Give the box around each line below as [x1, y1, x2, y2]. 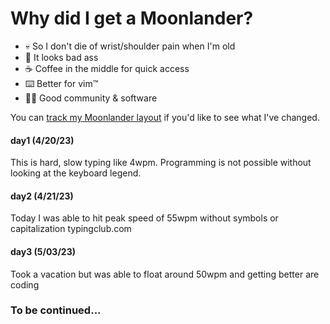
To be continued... [10, 303, 102, 317]
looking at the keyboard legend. [10, 167, 142, 179]
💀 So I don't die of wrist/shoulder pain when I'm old [24, 40, 236, 52]
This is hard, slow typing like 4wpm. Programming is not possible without [10, 157, 312, 169]
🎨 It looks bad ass [24, 51, 99, 63]
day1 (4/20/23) [10, 134, 75, 146]
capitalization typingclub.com [10, 223, 132, 235]
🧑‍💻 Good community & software [24, 92, 158, 104]
